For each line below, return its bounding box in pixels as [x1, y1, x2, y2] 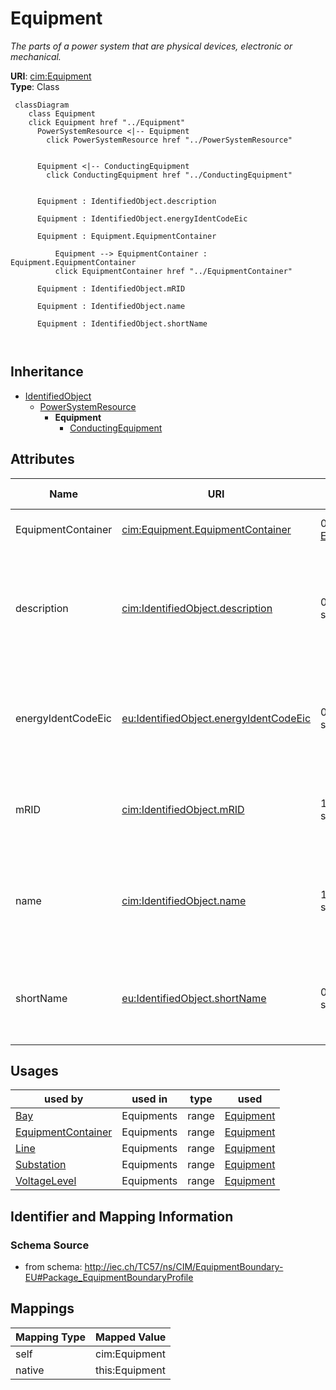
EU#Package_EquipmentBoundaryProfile [24, 1272, 194, 1284]
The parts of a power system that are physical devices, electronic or [10, 40, 293, 52]
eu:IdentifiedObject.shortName [121, 991, 267, 1005]
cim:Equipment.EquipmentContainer [121, 522, 292, 536]
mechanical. [10, 50, 62, 62]
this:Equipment [95, 1363, 166, 1377]
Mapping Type [15, 1330, 86, 1344]
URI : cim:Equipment [10, 70, 92, 82]
